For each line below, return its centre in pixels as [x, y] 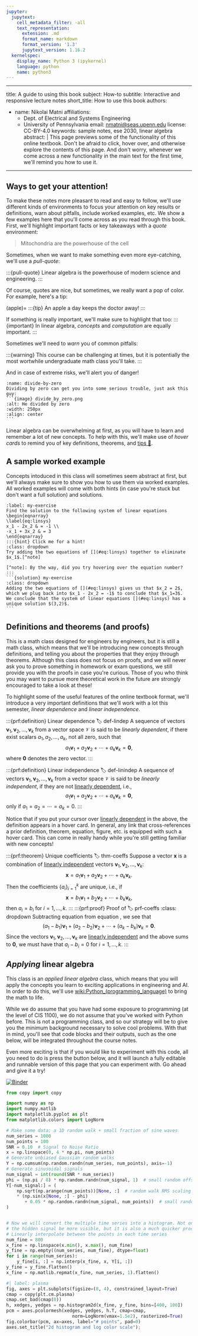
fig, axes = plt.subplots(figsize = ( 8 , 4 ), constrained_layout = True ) [92, 1289]
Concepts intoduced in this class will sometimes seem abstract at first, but [96, 475]
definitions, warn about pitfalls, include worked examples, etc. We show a [95, 213]
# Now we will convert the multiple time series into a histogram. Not [96, 1223]
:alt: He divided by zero [38, 404]
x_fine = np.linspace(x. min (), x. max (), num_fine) [70, 1245]
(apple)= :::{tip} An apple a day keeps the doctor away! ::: [76, 308]
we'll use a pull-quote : [33, 261]
